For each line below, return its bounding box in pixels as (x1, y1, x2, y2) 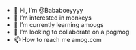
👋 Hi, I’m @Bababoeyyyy (13, 7, 83, 14)
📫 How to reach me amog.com (13, 36, 103, 43)
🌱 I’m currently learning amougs (13, 21, 104, 28)
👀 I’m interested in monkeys (13, 14, 92, 22)
